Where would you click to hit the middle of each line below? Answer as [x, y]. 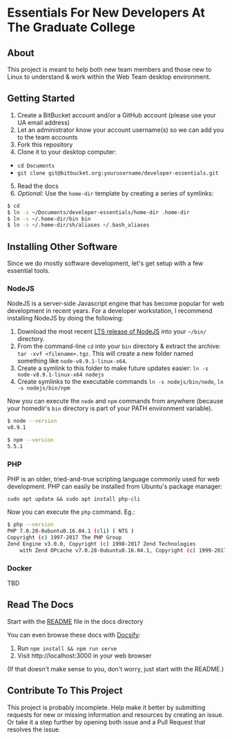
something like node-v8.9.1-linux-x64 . [72, 361]
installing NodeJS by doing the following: [66, 318]
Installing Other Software [62, 247]
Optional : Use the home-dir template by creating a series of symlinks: [115, 193]
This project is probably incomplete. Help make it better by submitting [106, 707]
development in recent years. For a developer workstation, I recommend [110, 311]
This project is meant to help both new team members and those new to [109, 69]
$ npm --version [30, 440]
